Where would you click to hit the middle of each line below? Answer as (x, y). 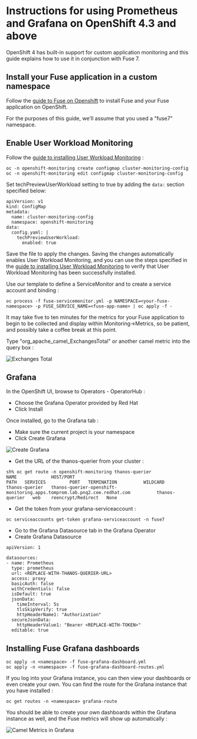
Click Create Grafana (40, 439)
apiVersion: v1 (25, 201)
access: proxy (29, 579)
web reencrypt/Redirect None (75, 498)
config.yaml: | (30, 232)
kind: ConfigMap (26, 207)
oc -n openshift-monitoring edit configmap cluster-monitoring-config (95, 173)
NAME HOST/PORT (41, 477)
